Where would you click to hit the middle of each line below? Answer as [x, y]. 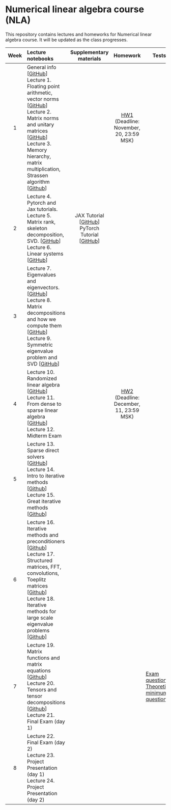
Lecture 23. [41, 755]
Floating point [44, 86]
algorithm [38, 182]
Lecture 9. [39, 338]
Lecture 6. [39, 247]
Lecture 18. [41, 598]
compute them [45, 325]
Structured [40, 560]
